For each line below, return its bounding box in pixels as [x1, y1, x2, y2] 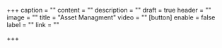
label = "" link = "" [6, 21, 59, 29]
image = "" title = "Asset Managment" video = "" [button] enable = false [6, 13, 216, 22]
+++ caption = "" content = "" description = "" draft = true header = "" [6, 6, 211, 14]
